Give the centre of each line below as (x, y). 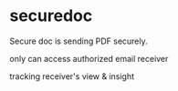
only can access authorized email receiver (89, 58)
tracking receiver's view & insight (72, 76)
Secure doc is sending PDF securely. (79, 41)
